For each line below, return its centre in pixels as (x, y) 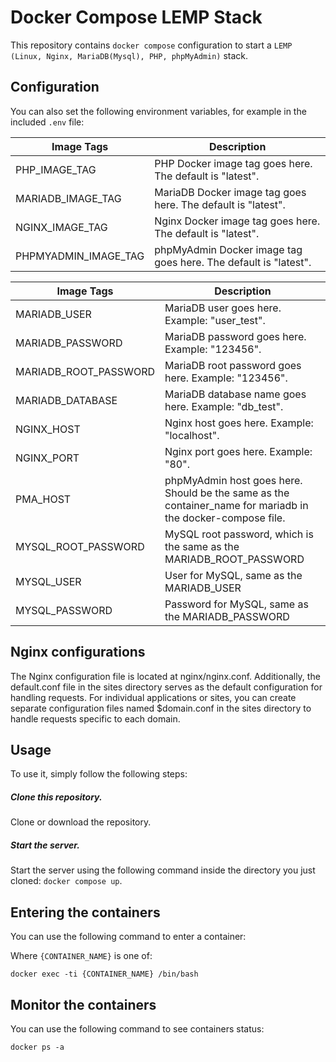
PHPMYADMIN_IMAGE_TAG (80, 256)
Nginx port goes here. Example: (238, 451)
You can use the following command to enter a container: (128, 937)
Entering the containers (85, 912)
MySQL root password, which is (239, 534)
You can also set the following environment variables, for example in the (158, 111)
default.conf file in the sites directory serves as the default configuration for (166, 687)
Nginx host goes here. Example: (239, 423)
